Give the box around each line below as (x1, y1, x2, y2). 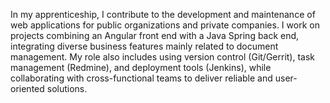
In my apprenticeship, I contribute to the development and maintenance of (10, 9, 316, 20)
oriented (10, 83, 45, 94)
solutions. (46, 83, 88, 94)
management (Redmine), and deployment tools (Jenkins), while (10, 62, 272, 73)
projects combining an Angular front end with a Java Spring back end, (10, 30, 300, 41)
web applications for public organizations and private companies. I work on (10, 19, 320, 31)
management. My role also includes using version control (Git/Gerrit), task (10, 51, 316, 63)
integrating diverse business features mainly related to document (10, 40, 279, 52)
